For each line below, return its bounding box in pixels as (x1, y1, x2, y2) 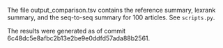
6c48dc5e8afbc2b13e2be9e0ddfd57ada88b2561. (7, 34, 151, 42)
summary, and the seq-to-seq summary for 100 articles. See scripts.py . (7, 13, 215, 22)
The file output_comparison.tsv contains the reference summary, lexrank (7, 6, 216, 14)
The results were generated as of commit (7, 27, 126, 35)
